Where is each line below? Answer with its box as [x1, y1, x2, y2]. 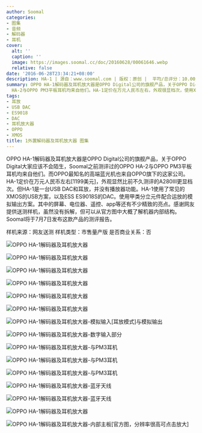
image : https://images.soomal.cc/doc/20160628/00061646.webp [11, 59, 168, 65]
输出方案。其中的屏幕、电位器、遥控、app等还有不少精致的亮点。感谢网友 [11, 200, 195, 207]
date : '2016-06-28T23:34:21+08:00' [6, 71, 96, 77]
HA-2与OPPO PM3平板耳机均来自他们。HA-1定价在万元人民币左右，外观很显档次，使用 [11, 87, 194, 93]
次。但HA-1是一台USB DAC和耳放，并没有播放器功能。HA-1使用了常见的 [6, 185, 185, 192]
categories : [6, 14, 36, 21]
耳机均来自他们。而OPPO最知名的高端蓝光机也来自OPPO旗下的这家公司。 [6, 170, 189, 177]
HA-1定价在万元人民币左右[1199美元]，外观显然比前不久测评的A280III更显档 [6, 177, 193, 185]
